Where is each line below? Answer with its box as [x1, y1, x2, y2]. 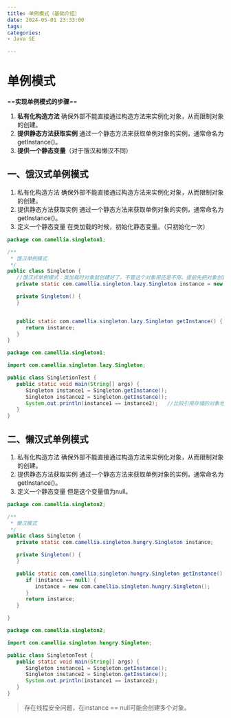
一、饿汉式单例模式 [7, 168, 89, 180]
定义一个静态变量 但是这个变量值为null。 [16, 487, 132, 495]
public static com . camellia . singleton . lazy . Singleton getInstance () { [16, 318, 223, 325]
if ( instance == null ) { [25, 576, 97, 583]
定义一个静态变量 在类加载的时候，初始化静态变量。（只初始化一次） [16, 222, 209, 230]
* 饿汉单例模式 [10, 255, 47, 262]
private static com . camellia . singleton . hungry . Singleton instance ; [16, 539, 214, 546]
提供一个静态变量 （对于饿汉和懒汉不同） [16, 146, 132, 155]
